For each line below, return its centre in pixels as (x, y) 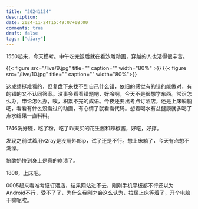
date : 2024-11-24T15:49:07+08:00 (47, 22)
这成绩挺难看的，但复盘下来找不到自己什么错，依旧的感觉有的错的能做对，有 (99, 86)
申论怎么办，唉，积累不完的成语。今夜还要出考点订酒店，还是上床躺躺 (107, 101)
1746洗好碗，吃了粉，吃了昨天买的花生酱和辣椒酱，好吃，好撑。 (84, 128)
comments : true (25, 28)
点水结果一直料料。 (29, 116)
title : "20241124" (29, 11)
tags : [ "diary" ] (26, 39)
